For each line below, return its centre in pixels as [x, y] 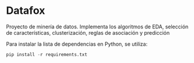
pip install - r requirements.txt [47, 54]
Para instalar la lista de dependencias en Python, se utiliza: [77, 44]
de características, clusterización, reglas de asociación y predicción [88, 32]
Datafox [26, 11]
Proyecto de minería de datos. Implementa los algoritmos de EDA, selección [97, 27]
